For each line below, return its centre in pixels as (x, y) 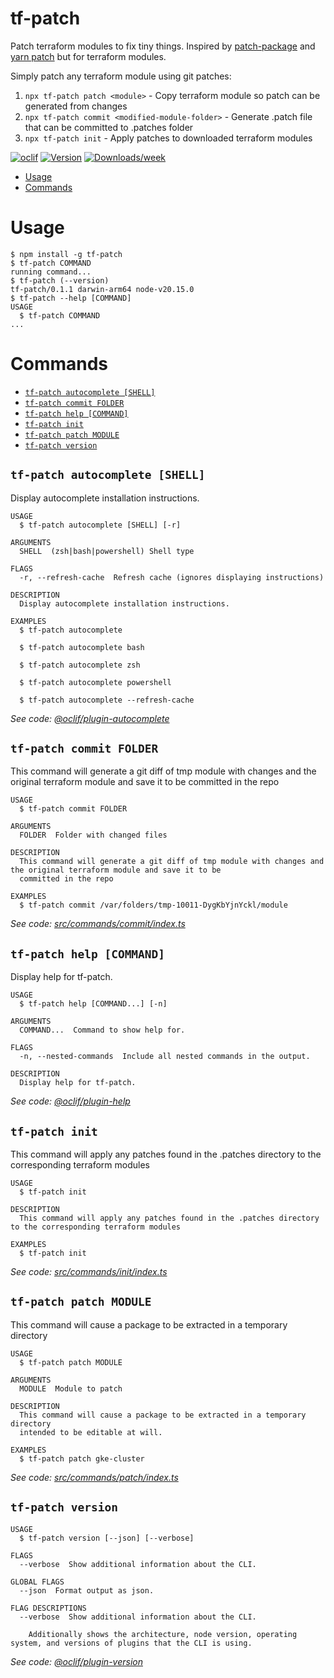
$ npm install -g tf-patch (66, 254)
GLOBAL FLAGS (37, 1582)
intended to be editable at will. (91, 1432)
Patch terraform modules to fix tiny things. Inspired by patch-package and (163, 46)
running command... (51, 272)
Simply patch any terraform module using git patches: (121, 76)
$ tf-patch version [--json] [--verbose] (107, 1538)
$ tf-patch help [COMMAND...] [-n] (93, 1004)
